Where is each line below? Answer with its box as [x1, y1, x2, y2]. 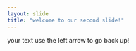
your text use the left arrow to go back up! [7, 36, 130, 44]
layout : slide [7, 10, 49, 17]
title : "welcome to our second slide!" [7, 17, 125, 24]
